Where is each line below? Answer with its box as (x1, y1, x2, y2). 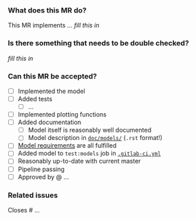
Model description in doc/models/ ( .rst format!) (28, 134, 163, 142)
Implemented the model (17, 87, 85, 95)
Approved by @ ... (17, 172, 69, 181)
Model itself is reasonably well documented (28, 126, 152, 134)
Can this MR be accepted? (8, 71, 97, 81)
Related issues (8, 190, 58, 200)
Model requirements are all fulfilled (17, 141, 117, 150)
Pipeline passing (17, 165, 65, 173)
